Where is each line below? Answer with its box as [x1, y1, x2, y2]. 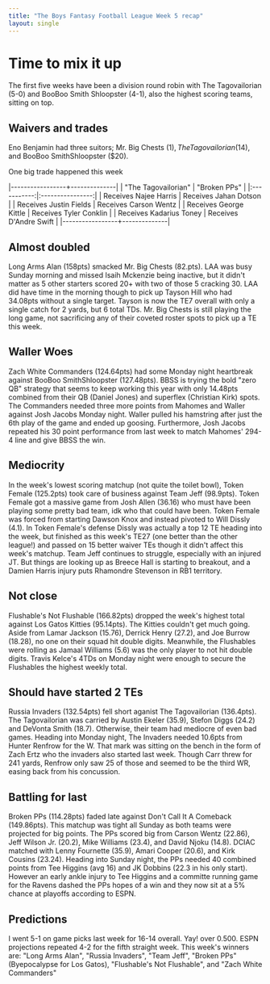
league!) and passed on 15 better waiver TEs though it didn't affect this [8, 540, 243, 550]
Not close [8, 589, 58, 603]
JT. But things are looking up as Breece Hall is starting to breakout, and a [8, 557, 251, 567]
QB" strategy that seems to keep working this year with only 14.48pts [8, 383, 239, 393]
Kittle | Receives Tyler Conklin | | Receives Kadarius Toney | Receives [8, 208, 239, 218]
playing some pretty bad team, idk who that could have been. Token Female [8, 505, 260, 515]
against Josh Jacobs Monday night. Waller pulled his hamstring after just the [8, 409, 263, 419]
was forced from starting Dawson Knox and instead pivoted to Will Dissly [8, 514, 251, 524]
